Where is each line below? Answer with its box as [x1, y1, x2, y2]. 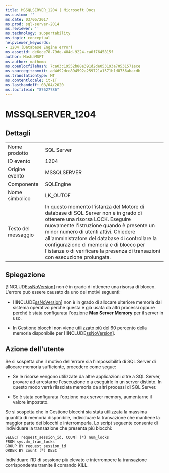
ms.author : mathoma [5, 59, 46, 64]
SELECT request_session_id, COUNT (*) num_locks [5, 435, 109, 440]
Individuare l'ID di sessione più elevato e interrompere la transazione [5, 457, 147, 463]
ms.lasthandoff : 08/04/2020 [5, 82, 64, 87]
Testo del [8, 225, 30, 232]
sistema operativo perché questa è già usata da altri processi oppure [12, 305, 155, 311]
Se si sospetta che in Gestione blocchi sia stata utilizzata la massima [5, 409, 147, 415]
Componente [8, 180, 39, 187]
